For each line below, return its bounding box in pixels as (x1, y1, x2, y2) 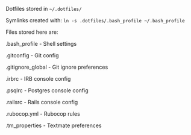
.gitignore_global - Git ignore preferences (5, 63, 108, 71)
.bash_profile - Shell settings (5, 40, 77, 47)
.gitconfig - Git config (5, 52, 59, 59)
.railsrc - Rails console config (5, 99, 78, 105)
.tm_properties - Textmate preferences (5, 122, 102, 129)
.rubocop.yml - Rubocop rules (5, 110, 81, 117)
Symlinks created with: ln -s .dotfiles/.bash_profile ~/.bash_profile (5, 17, 185, 24)
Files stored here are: (5, 28, 58, 36)
